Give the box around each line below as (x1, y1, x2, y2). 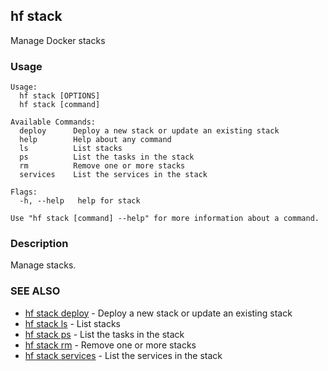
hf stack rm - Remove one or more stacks (24, 339, 197, 351)
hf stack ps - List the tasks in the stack (24, 328, 185, 340)
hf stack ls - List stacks (24, 317, 121, 329)
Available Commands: (10, 117, 97, 128)
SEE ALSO (10, 284, 61, 298)
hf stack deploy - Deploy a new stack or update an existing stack (24, 307, 293, 319)
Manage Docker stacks (10, 34, 106, 46)
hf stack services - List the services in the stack (24, 349, 223, 361)
